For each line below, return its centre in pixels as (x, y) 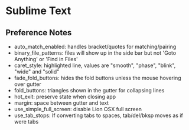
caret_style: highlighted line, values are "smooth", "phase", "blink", (95, 65)
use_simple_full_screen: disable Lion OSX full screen (78, 109)
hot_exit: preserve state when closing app (65, 96)
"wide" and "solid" (37, 71)
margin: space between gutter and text (61, 103)
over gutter (28, 84)
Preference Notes (39, 33)
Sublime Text (38, 11)
